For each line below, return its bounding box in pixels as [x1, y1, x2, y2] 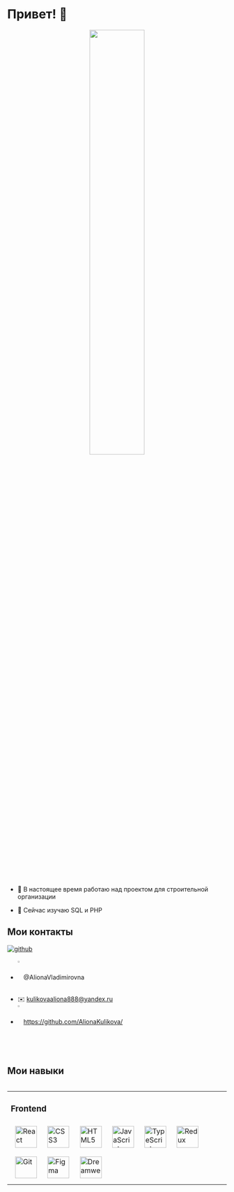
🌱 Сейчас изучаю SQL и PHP [17, 906, 103, 914]
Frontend [10, 1103, 47, 1114]
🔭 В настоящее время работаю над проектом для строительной [17, 885, 209, 893]
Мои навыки [7, 1065, 65, 1077]
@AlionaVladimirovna [23, 972, 85, 981]
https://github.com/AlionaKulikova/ [23, 1017, 123, 1025]
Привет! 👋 [7, 6, 68, 22]
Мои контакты [7, 926, 73, 938]
